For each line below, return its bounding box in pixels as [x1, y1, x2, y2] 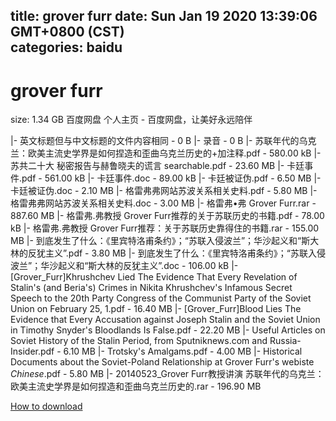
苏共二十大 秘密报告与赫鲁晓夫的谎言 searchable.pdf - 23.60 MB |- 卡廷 [10, 160, 305, 172]
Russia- [269, 335, 302, 347]
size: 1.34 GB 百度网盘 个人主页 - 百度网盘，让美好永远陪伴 [10, 114, 253, 126]
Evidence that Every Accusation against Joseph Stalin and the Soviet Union [10, 314, 321, 326]
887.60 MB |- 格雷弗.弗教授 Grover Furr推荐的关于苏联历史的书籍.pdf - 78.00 [10, 210, 325, 222]
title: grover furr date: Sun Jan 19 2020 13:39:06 [10, 8, 318, 25]
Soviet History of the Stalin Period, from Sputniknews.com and [10, 335, 268, 347]
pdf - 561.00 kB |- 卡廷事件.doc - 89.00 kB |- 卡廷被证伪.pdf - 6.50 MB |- [21, 172, 322, 184]
